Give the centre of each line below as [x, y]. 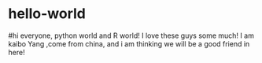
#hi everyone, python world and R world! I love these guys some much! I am [131, 35]
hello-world [47, 14]
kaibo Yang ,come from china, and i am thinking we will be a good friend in [129, 43]
